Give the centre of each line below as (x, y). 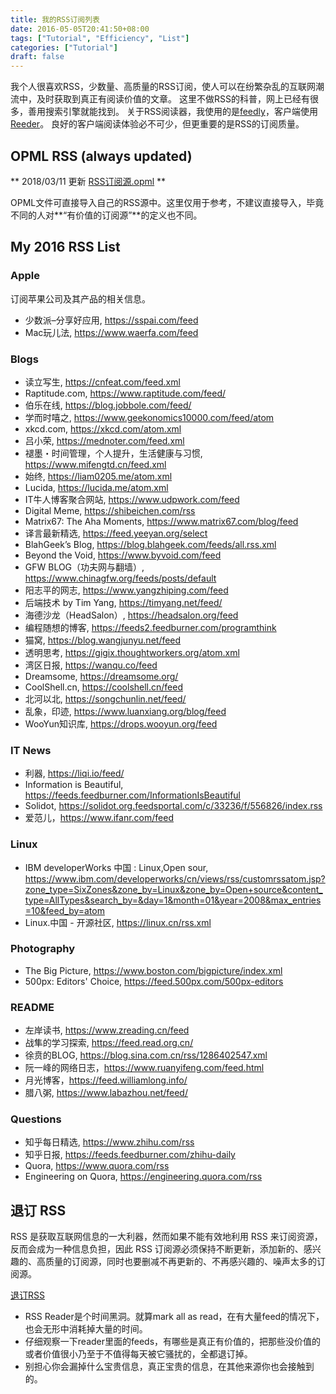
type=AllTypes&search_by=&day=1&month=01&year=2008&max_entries (173, 900)
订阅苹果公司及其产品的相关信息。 (80, 298)
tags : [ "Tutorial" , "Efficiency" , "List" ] (100, 38)
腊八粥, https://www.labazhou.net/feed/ (106, 1093)
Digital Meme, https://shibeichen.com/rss (110, 510)
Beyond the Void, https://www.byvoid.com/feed (123, 555)
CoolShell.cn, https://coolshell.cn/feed (104, 687)
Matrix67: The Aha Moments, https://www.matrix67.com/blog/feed (161, 521)
